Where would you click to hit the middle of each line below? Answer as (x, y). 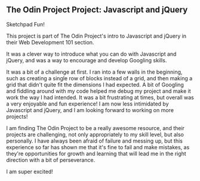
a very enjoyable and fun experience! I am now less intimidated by (87, 104)
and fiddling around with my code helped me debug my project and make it (99, 91)
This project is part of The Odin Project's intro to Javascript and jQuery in (96, 36)
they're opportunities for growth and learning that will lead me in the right (96, 153)
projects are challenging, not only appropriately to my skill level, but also (95, 134)
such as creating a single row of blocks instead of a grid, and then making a (99, 78)
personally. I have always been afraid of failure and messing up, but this (95, 141)
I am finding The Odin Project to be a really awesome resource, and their (96, 128)
